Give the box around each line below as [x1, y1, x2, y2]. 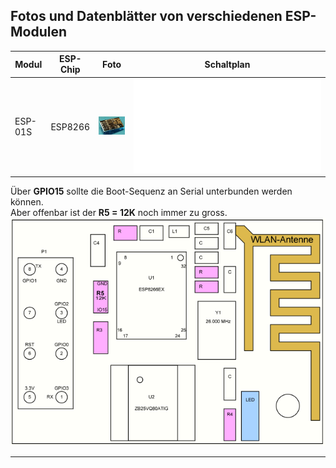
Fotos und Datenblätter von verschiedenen [10, 8, 283, 25]
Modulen [10, 24, 68, 41]
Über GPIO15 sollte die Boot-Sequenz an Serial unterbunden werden [10, 185, 293, 198]
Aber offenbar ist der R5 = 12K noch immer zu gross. [10, 207, 228, 219]
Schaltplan [204, 58, 251, 70]
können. [10, 196, 44, 208]
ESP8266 [50, 120, 91, 133]
